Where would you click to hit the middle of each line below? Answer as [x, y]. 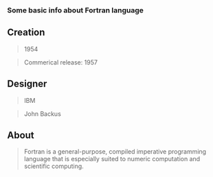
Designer [27, 84]
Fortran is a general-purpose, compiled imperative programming [115, 152]
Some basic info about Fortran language [76, 10]
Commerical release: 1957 [61, 62]
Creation [26, 33]
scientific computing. [54, 166]
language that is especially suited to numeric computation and [112, 159]
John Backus [43, 114]
